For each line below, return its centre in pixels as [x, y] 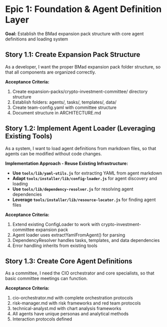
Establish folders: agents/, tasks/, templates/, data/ [64, 102]
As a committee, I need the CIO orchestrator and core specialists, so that [80, 273]
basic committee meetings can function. [47, 278]
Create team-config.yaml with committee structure [64, 107]
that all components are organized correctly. [51, 72]
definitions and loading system [37, 39]
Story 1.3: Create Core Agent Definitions [69, 261]
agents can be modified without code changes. [54, 153]
